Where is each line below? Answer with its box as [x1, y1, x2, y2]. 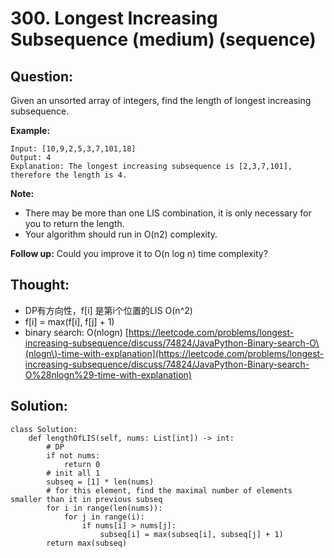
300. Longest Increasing [10, 7, 218, 30]
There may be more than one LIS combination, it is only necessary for [24, 207, 312, 219]
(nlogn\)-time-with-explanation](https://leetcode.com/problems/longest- [24, 347, 325, 359]
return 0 [63, 459, 101, 469]
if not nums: [46, 450, 101, 461]
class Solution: [10, 424, 78, 434]
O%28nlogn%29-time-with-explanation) [24, 368, 192, 381]
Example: [10, 125, 51, 136]
